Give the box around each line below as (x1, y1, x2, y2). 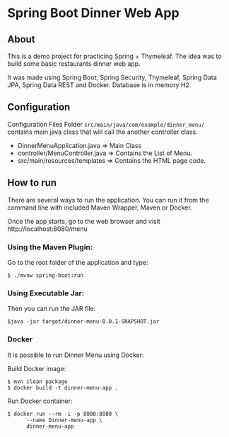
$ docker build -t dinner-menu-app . (7, 384, 119, 391)
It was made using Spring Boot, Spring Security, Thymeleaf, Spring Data (7, 73, 217, 81)
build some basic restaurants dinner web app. (7, 59, 141, 68)
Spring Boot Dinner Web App (7, 5, 180, 21)
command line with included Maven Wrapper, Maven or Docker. (7, 203, 192, 212)
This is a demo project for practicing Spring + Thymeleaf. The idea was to (7, 52, 222, 60)
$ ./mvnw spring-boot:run (7, 271, 83, 279)
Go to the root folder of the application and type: (7, 258, 148, 266)
